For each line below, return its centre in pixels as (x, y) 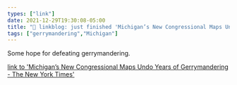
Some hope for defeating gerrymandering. (69, 53)
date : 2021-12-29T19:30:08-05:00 (56, 20)
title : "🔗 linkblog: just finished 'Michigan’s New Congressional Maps (115, 27)
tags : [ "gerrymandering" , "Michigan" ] (63, 33)
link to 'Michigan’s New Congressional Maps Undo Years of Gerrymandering (118, 67)
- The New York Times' (41, 74)
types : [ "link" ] (31, 14)
